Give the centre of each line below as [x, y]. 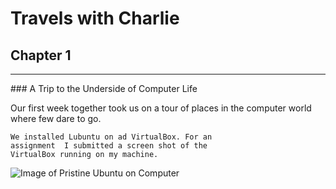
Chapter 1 [41, 55]
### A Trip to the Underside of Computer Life [104, 88]
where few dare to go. [56, 118]
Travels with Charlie [95, 18]
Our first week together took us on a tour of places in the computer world [161, 108]
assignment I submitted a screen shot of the [109, 146]
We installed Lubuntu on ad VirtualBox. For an [111, 137]
